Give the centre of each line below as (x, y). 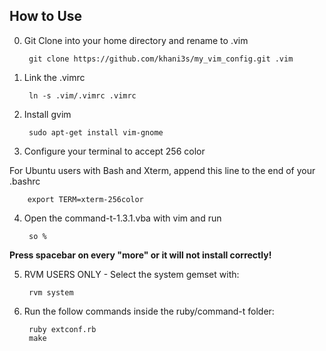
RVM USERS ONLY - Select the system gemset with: (131, 274)
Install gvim (47, 114)
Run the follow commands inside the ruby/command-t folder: (149, 311)
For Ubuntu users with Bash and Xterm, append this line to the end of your (162, 170)
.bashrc (25, 181)
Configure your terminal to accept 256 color (114, 151)
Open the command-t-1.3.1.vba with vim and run (122, 218)
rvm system (51, 292)
